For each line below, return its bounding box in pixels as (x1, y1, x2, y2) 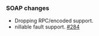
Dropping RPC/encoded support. (14, 17, 94, 24)
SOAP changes (6, 4, 49, 12)
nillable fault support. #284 (14, 23, 80, 30)
